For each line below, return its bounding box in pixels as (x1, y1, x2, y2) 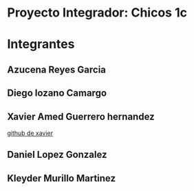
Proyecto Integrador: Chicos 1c (7, 5, 188, 21)
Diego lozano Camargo (7, 88, 107, 99)
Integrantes (7, 37, 75, 52)
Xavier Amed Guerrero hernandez (7, 110, 155, 122)
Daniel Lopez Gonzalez (7, 149, 108, 161)
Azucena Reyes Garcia (7, 63, 107, 75)
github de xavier (7, 129, 54, 137)
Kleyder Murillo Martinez (7, 172, 116, 184)
